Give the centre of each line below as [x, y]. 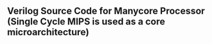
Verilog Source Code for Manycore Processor [106, 11]
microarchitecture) [48, 32]
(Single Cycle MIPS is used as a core [86, 22]
